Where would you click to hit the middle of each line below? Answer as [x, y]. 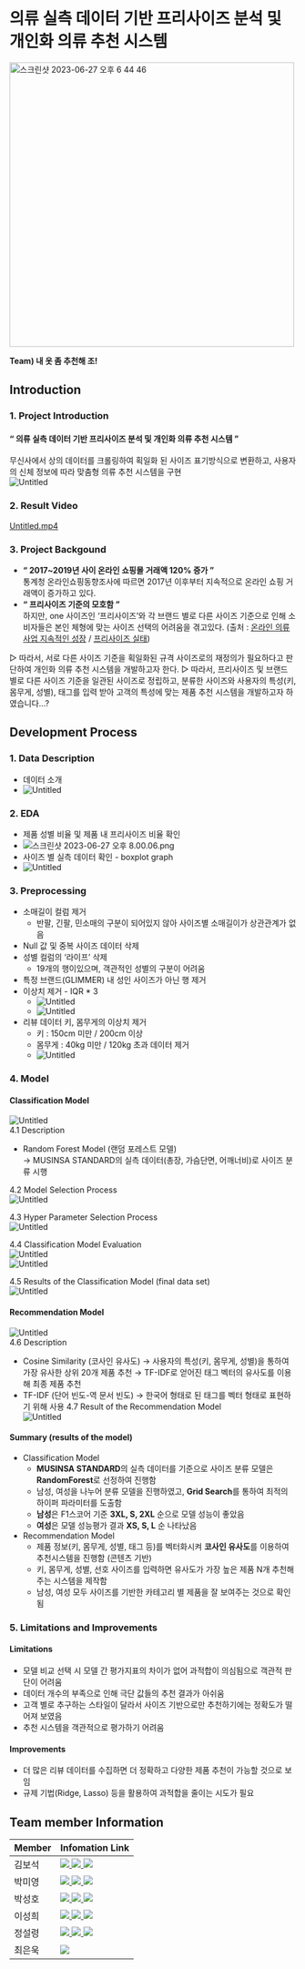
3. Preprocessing [48, 890]
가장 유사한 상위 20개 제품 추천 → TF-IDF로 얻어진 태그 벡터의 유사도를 [148, 1372]
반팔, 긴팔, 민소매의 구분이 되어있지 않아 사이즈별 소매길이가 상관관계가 [161, 923]
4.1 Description [37, 1131]
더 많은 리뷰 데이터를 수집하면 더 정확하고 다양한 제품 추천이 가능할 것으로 [152, 1771]
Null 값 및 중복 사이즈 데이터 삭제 [81, 946]
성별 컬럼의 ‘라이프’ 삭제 [65, 958]
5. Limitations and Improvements [83, 1628]
